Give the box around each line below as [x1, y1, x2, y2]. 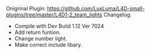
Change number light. [14, 35, 67, 42]
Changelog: [103, 11, 132, 18]
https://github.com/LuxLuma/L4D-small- [47, 5, 145, 12]
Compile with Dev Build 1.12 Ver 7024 [14, 23, 104, 29]
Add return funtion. [14, 29, 61, 36]
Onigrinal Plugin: [6, 5, 46, 12]
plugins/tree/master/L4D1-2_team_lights [6, 11, 102, 18]
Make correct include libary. [14, 41, 83, 48]
